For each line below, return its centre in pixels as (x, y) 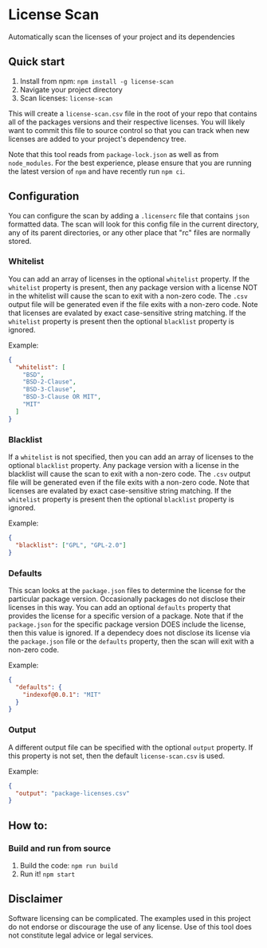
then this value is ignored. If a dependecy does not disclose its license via (130, 632)
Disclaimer (35, 899)
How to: (28, 826)
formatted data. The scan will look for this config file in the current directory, (133, 224)
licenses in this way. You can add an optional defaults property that (120, 607)
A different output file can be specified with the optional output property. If (131, 747)
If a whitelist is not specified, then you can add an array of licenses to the (131, 457)
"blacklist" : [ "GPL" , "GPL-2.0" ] (71, 545)
